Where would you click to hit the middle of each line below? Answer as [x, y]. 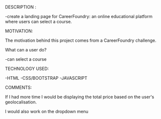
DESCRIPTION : [21, 7]
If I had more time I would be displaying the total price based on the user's [80, 97]
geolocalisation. [21, 102]
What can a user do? [26, 50]
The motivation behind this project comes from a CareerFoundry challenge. [81, 40]
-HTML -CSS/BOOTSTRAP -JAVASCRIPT [46, 78]
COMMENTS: [19, 87]
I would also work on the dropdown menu [47, 111]
